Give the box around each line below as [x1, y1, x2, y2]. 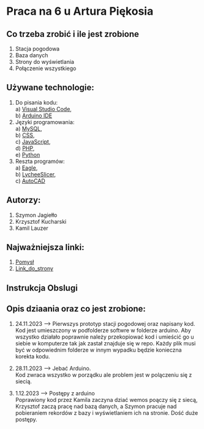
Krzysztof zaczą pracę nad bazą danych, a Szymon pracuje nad [15, 403, 177, 410]
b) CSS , [15, 131, 35, 139]
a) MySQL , [15, 125, 42, 132]
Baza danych [15, 52, 48, 59]
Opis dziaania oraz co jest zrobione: [6, 304, 146, 314]
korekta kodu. [15, 352, 50, 360]
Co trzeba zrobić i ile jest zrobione [6, 29, 140, 39]
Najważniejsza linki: [6, 242, 85, 253]
